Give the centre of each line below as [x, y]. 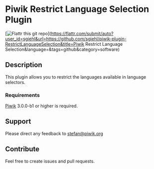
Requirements [23, 95]
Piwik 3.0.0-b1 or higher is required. [41, 106]
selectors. [15, 82]
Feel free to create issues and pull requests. [50, 161]
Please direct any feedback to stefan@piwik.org [54, 133]
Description [24, 65]
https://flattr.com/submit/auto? [82, 33]
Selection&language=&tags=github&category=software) [63, 49]
